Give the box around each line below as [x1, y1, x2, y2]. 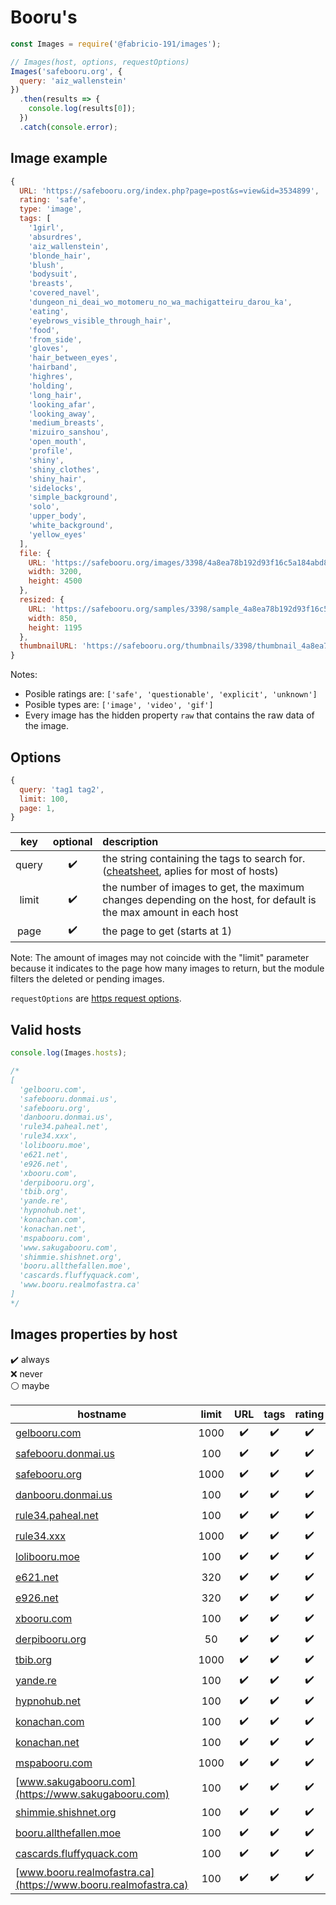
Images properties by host [10, 1326, 178, 1343]
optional [52, 835, 93, 849]
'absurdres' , [28, 232, 83, 242]
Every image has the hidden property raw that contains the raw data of [24, 709, 315, 721]
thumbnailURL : [19, 641, 78, 651]
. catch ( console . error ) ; [19, 122, 118, 132]
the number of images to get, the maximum [102, 881, 305, 895]
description [102, 835, 159, 849]
